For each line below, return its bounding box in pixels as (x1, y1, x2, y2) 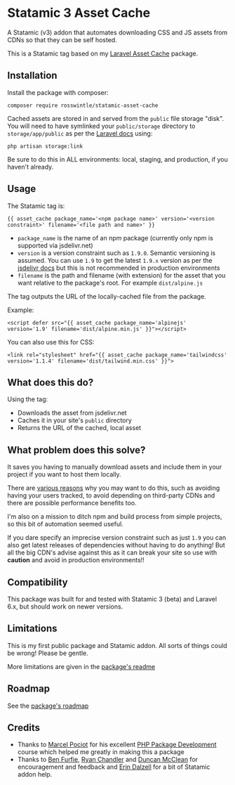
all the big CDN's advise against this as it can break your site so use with (7, 548, 217, 557)
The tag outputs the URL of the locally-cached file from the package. (7, 292, 207, 300)
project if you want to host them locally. (7, 470, 121, 479)
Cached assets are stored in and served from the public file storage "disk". (7, 114, 224, 122)
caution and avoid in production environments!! (7, 556, 145, 564)
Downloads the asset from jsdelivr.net (17, 409, 128, 417)
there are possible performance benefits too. (7, 499, 137, 507)
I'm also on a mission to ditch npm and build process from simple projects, (7, 512, 222, 521)
